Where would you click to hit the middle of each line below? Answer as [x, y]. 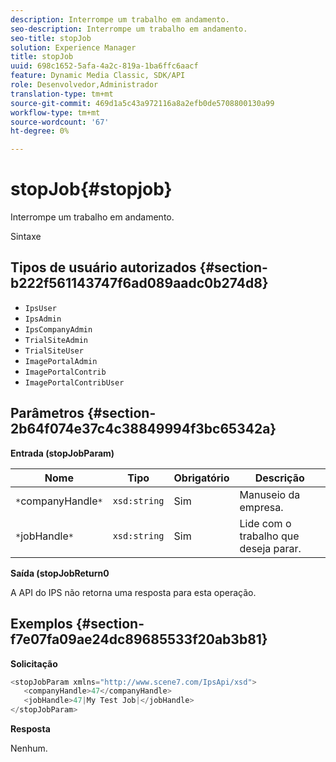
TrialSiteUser [54, 351]
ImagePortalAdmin [61, 361]
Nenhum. [29, 748]
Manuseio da [270, 494]
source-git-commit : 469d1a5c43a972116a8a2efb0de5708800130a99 [142, 103]
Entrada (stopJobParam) [62, 453]
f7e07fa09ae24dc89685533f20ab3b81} [139, 639]
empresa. [261, 507]
